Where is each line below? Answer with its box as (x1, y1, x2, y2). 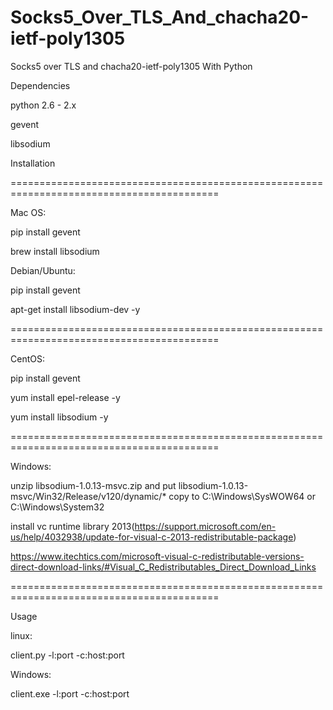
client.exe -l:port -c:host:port (10, 687, 130, 700)
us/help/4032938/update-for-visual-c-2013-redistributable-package (10, 531, 294, 543)
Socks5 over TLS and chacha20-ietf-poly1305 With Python (10, 60, 253, 72)
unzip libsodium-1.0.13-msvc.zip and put (10, 479, 177, 491)
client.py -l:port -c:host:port (10, 649, 125, 661)
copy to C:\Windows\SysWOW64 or (168, 490, 316, 502)
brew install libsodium (10, 245, 100, 257)
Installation (10, 157, 56, 169)
